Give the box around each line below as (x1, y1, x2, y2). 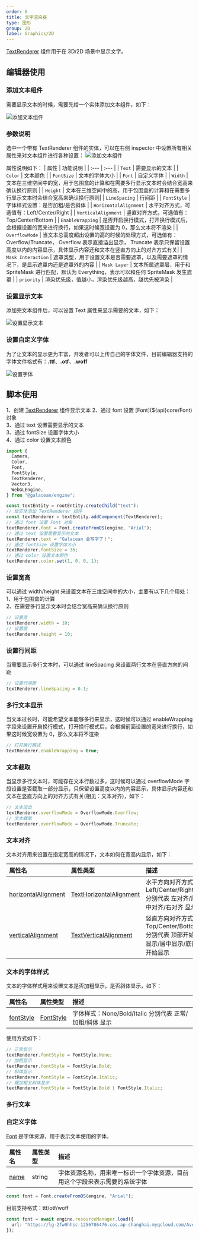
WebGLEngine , (11, 487, 44, 493)
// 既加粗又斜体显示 (6, 1080, 50, 1086)
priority (19, 277, 41, 283)
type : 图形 (6, 20, 31, 26)
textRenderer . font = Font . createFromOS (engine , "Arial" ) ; (6, 525, 152, 531)
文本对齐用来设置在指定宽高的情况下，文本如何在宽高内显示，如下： (6, 851, 172, 857)
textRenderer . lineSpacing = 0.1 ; (6, 686, 89, 692)
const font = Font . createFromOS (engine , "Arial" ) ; (6, 1193, 134, 1199)
